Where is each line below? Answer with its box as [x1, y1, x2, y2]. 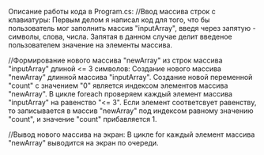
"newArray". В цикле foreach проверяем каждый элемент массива [8, 89, 233, 98]
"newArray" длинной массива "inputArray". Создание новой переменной [8, 73, 253, 81]
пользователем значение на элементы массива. [8, 40, 172, 50]
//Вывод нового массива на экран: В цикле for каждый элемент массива [8, 130, 255, 139]
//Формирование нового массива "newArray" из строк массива [8, 55, 223, 65]
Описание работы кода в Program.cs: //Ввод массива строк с [8, 7, 216, 16]
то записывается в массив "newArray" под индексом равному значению [8, 106, 255, 115]
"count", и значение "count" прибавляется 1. [8, 115, 157, 123]
